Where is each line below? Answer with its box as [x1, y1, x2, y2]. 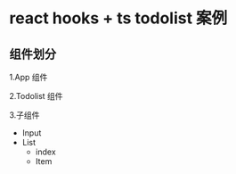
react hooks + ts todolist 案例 [9, 8, 228, 29]
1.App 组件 [9, 72, 48, 82]
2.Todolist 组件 [9, 91, 64, 101]
